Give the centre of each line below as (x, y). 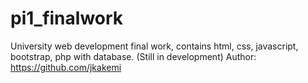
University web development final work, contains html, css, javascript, (154, 46)
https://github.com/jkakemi (66, 67)
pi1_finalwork (67, 18)
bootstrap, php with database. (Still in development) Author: (133, 56)
